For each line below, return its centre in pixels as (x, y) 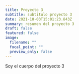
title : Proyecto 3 (24, 10)
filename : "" (23, 42)
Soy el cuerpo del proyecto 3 (35, 66)
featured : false (22, 33)
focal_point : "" (26, 47)
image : (12, 38)
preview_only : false (31, 51)
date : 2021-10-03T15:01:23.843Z (39, 19)
